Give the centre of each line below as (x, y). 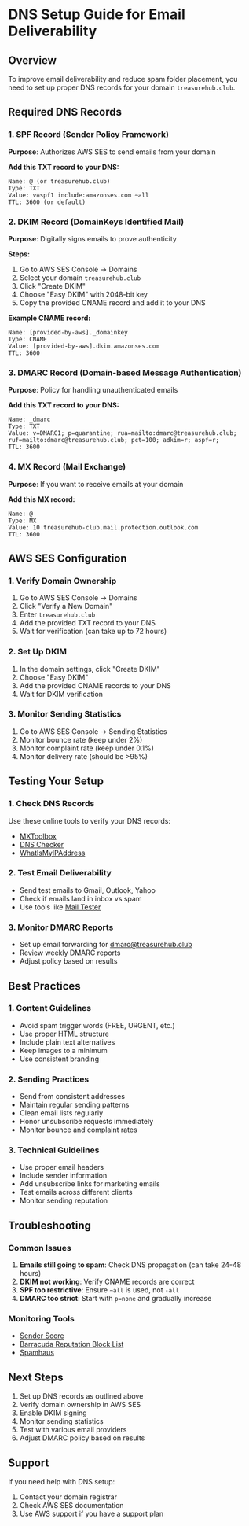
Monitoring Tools (41, 1319)
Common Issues (40, 1248)
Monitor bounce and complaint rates (78, 1130)
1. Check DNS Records (51, 804)
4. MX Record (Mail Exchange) (67, 467)
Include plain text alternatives (67, 1042)
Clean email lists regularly (61, 1113)
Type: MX (22, 521)
